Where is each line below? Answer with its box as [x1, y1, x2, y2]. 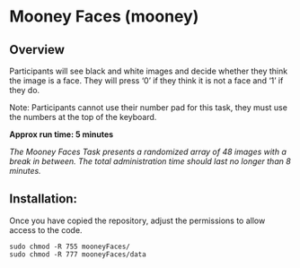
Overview [9, 42, 66, 57]
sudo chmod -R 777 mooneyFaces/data [9, 249, 146, 259]
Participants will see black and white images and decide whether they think [9, 65, 288, 76]
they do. [9, 85, 40, 95]
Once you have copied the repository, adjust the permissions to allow [9, 215, 266, 226]
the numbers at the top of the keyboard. [9, 112, 157, 122]
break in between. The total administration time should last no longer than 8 [9, 156, 292, 167]
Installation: [9, 191, 78, 207]
